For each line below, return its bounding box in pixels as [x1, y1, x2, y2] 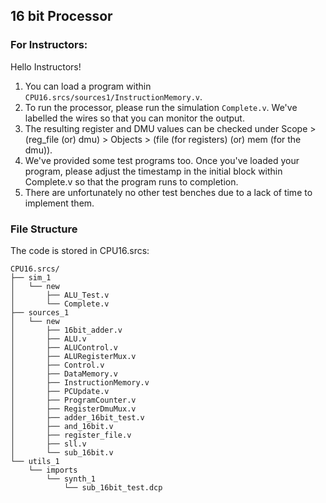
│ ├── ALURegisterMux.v [10, 351, 137, 361]
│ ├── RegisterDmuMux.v [10, 404, 137, 414]
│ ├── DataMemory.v [10, 369, 118, 379]
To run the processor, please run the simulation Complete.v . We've [24, 101, 298, 113]
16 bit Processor [10, 8, 113, 25]
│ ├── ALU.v [10, 334, 87, 344]
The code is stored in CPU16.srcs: [10, 244, 150, 256]
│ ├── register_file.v [10, 430, 132, 440]
